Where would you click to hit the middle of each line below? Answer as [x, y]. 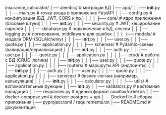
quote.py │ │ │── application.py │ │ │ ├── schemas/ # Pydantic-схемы [79, 44]
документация [21, 107]
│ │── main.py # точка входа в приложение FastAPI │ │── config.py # [79, 13]
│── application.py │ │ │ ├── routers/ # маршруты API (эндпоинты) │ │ [80, 65]
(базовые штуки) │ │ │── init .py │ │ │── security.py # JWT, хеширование [83, 23]
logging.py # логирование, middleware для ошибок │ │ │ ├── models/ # [81, 34]
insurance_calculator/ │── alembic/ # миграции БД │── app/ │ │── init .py [83, 8]
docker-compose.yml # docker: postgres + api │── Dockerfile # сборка [79, 97]
